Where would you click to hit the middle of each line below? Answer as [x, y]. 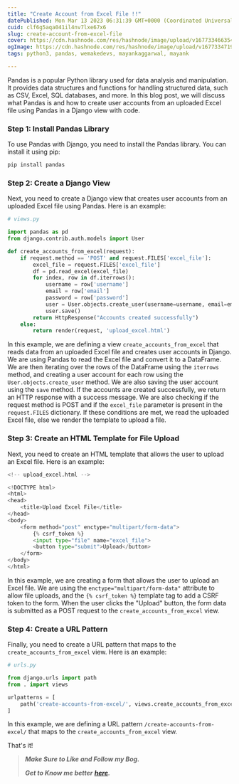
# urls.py [22, 665]
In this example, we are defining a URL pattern [75, 724]
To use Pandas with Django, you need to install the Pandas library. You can [117, 144]
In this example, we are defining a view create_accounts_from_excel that [113, 344]
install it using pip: [34, 152]
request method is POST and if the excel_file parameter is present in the [115, 405]
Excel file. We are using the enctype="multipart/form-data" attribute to [111, 588]
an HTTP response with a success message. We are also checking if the [113, 397]
